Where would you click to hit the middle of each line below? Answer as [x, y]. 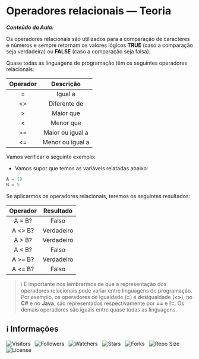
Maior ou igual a [66, 132]
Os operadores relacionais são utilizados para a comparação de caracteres [98, 39]
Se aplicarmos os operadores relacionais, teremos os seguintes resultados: [98, 196]
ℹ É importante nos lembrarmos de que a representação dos [94, 284]
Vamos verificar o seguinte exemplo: [51, 157]
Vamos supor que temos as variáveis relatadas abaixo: [81, 168]
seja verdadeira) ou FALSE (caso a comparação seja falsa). [78, 51]
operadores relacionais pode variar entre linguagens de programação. [107, 290]
